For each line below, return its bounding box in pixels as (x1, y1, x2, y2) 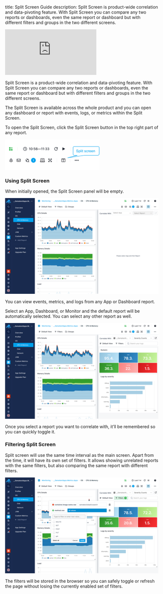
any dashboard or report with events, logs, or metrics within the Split (5, 110, 143, 116)
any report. (5, 130, 28, 135)
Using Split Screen (5, 177, 50, 184)
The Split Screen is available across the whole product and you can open (5, 105, 151, 110)
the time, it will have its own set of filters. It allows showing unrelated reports (5, 457, 159, 463)
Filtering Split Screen (5, 441, 56, 448)
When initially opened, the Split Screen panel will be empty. (5, 188, 124, 194)
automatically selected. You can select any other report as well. (5, 313, 132, 319)
